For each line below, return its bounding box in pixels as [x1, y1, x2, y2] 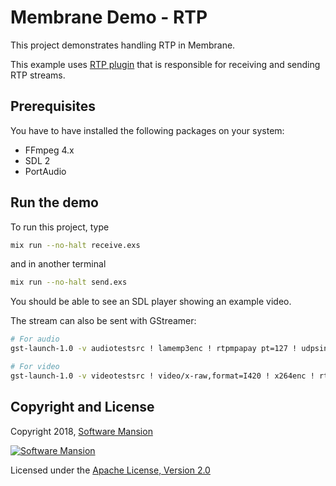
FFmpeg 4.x [24, 144, 75, 156]
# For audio [10, 334, 60, 345]
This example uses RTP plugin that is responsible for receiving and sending [10, 58, 321, 70]
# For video [10, 362, 60, 372]
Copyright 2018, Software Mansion [10, 425, 153, 437]
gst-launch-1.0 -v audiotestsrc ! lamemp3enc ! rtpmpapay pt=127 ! [10, 344, 298, 354]
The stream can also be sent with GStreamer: [10, 315, 197, 327]
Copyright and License [10, 399, 155, 416]
